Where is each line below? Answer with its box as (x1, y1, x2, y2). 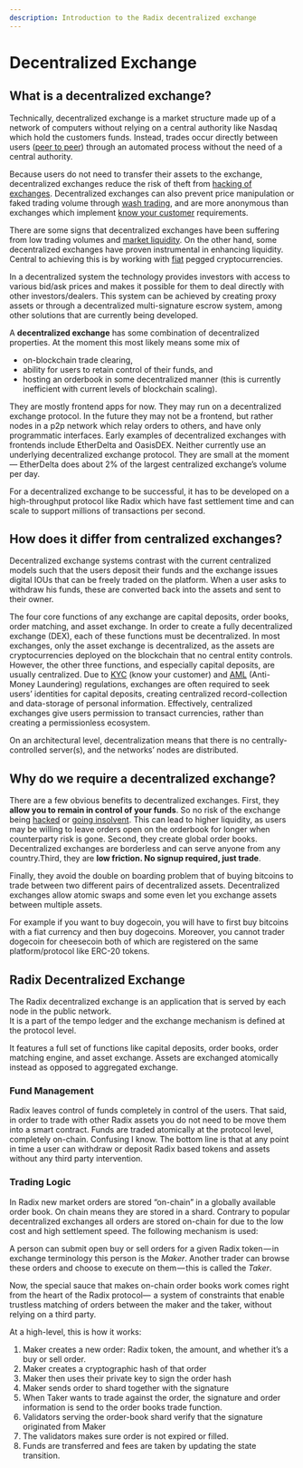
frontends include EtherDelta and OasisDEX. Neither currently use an (9, 439, 267, 450)
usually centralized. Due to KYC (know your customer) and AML (9, 669, 247, 680)
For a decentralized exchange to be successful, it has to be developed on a (9, 486, 289, 497)
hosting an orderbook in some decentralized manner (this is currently (22, 374, 281, 384)
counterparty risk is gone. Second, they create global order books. (9, 833, 258, 844)
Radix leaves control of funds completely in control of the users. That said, (9, 1105, 288, 1116)
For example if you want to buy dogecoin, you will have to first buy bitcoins (9, 917, 289, 928)
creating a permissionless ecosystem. (9, 717, 151, 728)
